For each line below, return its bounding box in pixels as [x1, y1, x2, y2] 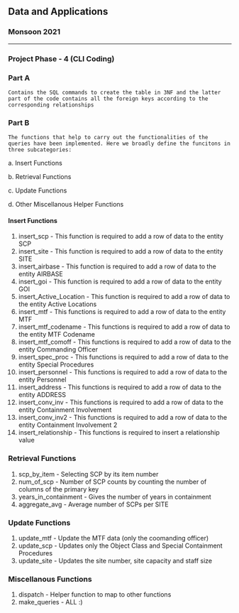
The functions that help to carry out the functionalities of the [8, 134, 209, 141]
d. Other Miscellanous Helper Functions [8, 200, 124, 209]
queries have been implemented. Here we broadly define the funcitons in [8, 140, 231, 148]
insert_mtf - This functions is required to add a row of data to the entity [18, 308, 226, 316]
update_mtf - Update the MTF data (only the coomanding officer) [18, 534, 209, 542]
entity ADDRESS [18, 391, 67, 399]
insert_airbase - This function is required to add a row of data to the [18, 262, 217, 271]
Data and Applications [8, 6, 109, 18]
